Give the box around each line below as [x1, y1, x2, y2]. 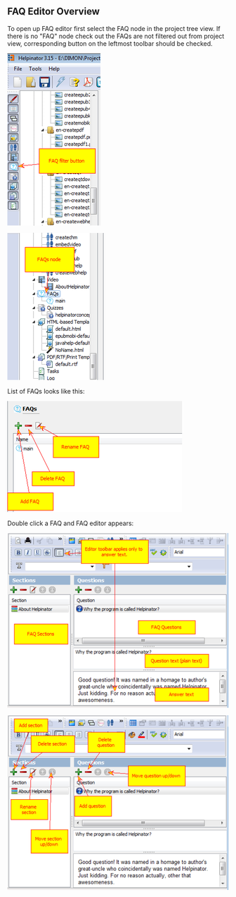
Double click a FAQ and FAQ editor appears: [7, 519, 134, 527]
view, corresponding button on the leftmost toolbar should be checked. [7, 39, 213, 48]
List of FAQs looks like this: [7, 387, 86, 395]
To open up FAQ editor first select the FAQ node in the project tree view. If [7, 24, 221, 32]
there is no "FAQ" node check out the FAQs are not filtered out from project [7, 32, 225, 40]
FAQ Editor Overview [7, 6, 100, 18]
